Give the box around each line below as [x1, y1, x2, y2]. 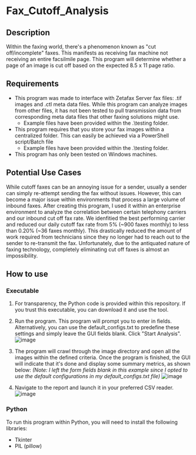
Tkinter [14, 436, 32, 443]
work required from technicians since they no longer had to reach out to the [6, 233, 190, 240]
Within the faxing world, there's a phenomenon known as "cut [6, 43, 156, 50]
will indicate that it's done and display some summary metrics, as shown [14, 360, 191, 367]
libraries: [6, 424, 28, 431]
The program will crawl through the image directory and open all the [14, 348, 181, 355]
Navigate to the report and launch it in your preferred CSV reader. [14, 384, 174, 392]
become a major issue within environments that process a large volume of [6, 196, 185, 203]
